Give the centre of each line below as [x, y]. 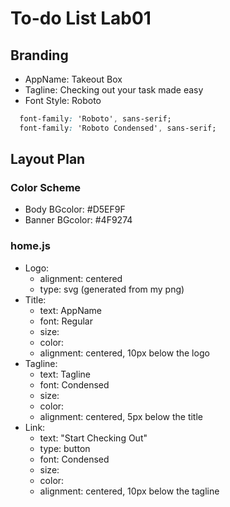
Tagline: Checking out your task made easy [114, 90]
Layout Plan [48, 159]
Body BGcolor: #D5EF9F [75, 209]
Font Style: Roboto [63, 100]
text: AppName [70, 310]
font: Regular [66, 321]
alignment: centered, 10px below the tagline [129, 491]
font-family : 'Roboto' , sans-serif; [95, 119]
